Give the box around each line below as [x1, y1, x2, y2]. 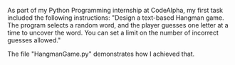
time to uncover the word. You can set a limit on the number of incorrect [7, 28, 219, 37]
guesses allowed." [7, 36, 61, 45]
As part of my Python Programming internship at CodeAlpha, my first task [7, 6, 224, 14]
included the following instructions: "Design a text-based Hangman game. [7, 13, 224, 22]
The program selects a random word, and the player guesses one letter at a [7, 21, 229, 29]
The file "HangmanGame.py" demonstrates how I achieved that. [7, 49, 195, 58]
